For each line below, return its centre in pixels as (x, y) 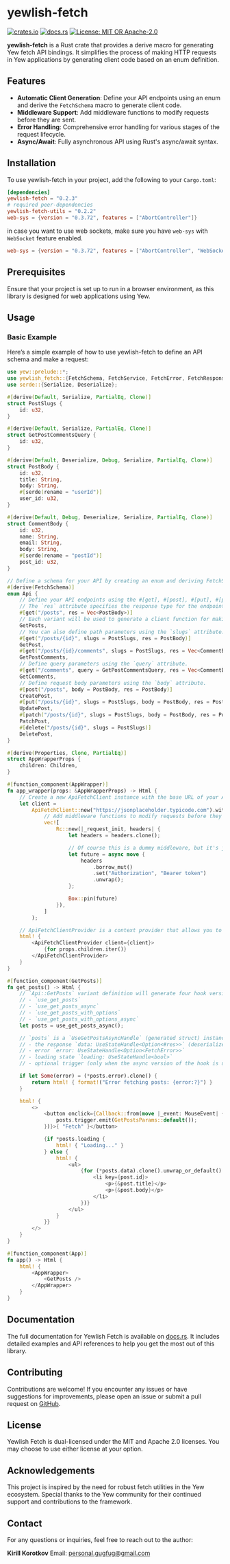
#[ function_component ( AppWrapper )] (58, 784)
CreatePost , (36, 696)
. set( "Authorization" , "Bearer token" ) (150, 874)
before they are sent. (47, 120)
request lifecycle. (41, 134)
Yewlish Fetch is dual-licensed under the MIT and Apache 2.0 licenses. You (113, 1442)
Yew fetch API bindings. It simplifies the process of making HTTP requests (112, 52)
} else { (56, 1152)
